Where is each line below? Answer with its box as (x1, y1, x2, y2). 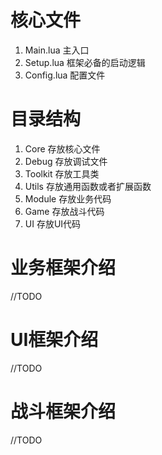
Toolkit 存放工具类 (24, 167, 100, 180)
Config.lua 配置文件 (24, 69, 106, 81)
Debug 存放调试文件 (24, 155, 108, 167)
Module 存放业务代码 (24, 192, 112, 205)
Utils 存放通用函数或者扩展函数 (24, 180, 152, 192)
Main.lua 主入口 (24, 44, 90, 56)
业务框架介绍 (10, 257, 117, 280)
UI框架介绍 (10, 329, 99, 351)
